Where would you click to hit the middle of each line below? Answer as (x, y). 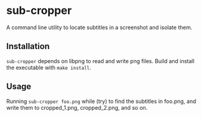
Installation (28, 46)
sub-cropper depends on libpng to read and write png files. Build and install (100, 61)
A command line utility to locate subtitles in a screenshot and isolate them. (99, 27)
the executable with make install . (49, 67)
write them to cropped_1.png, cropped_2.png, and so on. (77, 107)
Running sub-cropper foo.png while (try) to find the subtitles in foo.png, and (101, 101)
